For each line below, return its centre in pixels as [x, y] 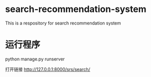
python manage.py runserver [35, 59]
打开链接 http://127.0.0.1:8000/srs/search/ [48, 69]
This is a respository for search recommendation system [63, 23]
